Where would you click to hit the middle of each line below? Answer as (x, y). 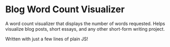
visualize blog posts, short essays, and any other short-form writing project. (85, 29)
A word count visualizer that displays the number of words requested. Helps (85, 24)
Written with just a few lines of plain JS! (47, 39)
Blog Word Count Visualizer (65, 9)
